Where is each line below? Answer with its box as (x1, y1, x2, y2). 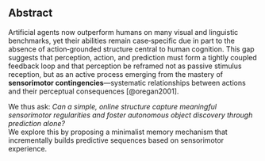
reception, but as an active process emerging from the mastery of (8, 69, 224, 79)
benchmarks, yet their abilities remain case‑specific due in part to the (8, 36, 236, 45)
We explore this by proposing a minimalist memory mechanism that (8, 127, 228, 136)
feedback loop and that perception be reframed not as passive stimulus (8, 61, 242, 71)
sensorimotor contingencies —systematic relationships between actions (8, 78, 246, 87)
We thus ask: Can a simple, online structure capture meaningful (8, 102, 217, 111)
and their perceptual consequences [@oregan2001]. (8, 86, 179, 96)
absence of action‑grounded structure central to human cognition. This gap (8, 44, 255, 54)
